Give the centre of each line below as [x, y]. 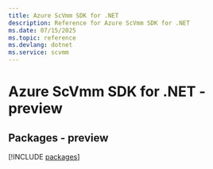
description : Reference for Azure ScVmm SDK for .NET [99, 23]
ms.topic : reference [43, 38]
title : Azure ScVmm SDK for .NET [64, 15]
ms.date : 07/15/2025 [43, 30]
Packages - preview [58, 138]
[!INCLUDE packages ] [44, 157]
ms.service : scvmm [39, 52]
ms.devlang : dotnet [41, 45]
